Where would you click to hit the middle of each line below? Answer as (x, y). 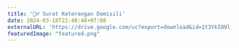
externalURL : (27, 27)
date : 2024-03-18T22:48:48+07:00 (57, 20)
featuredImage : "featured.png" (54, 34)
